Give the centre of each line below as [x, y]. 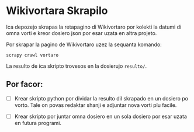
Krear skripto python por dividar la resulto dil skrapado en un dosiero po [101, 98]
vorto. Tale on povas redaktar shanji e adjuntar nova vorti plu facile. [96, 105]
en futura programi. [38, 123]
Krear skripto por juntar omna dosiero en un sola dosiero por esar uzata [101, 116]
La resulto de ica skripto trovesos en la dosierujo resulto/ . [77, 66]
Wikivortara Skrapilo [57, 11]
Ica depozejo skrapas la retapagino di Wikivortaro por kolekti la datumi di [94, 27]
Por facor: [25, 84]
